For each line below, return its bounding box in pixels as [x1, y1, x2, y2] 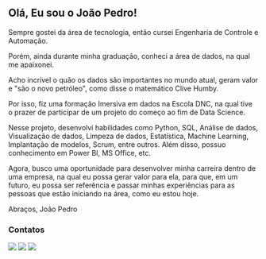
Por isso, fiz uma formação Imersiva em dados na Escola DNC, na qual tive [8, 99, 253, 108]
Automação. [8, 36, 48, 45]
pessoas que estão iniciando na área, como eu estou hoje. [8, 188, 199, 198]
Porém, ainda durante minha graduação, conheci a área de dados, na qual [8, 51, 251, 60]
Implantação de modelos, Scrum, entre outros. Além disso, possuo [8, 139, 226, 149]
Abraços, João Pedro [8, 204, 78, 214]
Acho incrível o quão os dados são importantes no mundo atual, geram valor [8, 75, 259, 84]
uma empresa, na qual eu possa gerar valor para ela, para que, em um [8, 172, 238, 181]
